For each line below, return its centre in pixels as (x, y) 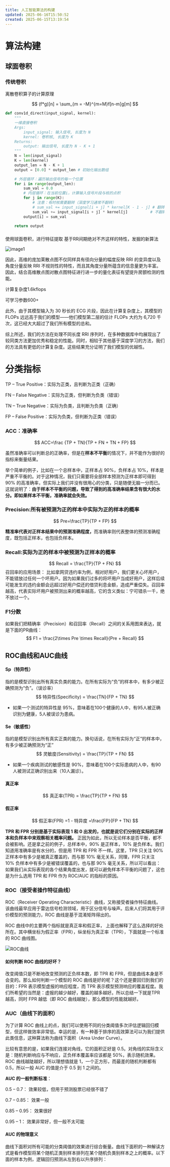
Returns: (24, 142)
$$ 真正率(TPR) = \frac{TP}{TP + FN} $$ (85, 796)
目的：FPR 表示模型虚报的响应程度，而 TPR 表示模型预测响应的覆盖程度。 (82, 987)
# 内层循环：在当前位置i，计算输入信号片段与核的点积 (72, 193)
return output (29, 226)
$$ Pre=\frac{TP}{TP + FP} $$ (85, 521)
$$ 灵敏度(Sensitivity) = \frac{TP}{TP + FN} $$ (85, 754)
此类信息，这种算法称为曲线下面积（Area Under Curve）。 (65, 1038)
